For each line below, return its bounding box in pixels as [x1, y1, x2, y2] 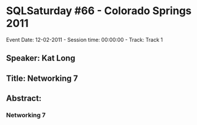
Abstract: [6, 93, 42, 104]
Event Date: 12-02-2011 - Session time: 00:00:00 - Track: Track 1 [6, 36, 163, 43]
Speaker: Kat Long [6, 53, 75, 63]
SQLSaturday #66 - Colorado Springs [6, 4, 192, 18]
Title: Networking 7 [6, 73, 78, 83]
